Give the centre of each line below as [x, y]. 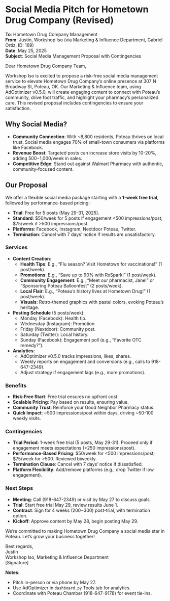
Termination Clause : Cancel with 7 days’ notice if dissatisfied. [78, 464]
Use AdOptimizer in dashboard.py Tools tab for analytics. [72, 588]
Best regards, [19, 546]
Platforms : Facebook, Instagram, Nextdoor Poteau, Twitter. [74, 229]
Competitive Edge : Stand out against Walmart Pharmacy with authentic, [88, 164]
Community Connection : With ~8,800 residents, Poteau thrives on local [88, 137]
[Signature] [17, 562]
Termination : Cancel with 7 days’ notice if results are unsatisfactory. [84, 234]
